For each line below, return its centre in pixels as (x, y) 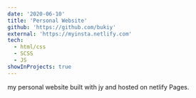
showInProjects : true (40, 67)
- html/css (30, 47)
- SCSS (24, 54)
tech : (15, 40)
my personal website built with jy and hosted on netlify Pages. (98, 87)
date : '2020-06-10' (36, 14)
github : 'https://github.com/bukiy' (62, 27)
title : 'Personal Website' (47, 21)
